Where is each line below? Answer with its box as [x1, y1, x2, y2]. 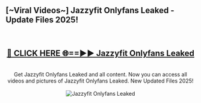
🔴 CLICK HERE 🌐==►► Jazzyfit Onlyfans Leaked [6, 48, 195, 58]
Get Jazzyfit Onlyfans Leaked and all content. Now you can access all [14, 70, 187, 78]
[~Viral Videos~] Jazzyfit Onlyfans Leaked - [5, 5, 175, 16]
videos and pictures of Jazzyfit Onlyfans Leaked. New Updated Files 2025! [7, 77, 194, 84]
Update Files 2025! [5, 15, 79, 25]
